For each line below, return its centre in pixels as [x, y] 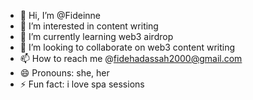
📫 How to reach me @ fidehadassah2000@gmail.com [131, 58]
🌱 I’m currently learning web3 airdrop [96, 36]
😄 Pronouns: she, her [64, 73]
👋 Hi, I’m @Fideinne [60, 15]
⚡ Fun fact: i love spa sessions [82, 84]
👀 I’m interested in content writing [89, 26]
